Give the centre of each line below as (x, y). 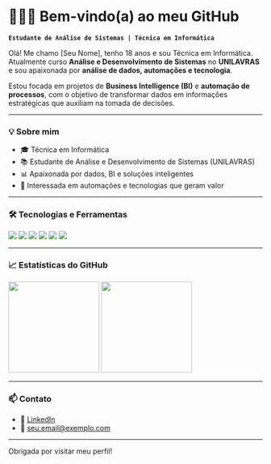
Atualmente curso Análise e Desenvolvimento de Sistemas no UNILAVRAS (134, 61)
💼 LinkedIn (38, 420)
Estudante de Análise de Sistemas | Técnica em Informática (112, 38)
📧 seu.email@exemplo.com (65, 428)
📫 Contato (30, 399)
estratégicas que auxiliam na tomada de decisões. (92, 103)
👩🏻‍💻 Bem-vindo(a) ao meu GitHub (124, 17)
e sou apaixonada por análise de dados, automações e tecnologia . (120, 70)
